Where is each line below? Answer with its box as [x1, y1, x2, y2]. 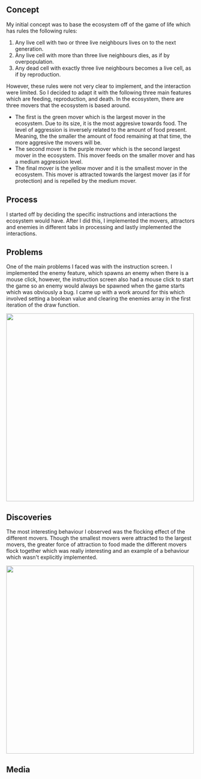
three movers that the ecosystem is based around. [6, 102, 131, 109]
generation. [14, 45, 44, 52]
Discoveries [6, 512, 52, 522]
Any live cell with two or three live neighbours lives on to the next [14, 38, 176, 46]
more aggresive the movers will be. [14, 138, 102, 146]
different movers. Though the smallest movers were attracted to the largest [6, 535, 192, 542]
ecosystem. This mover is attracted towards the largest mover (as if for [14, 171, 191, 178]
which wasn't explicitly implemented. [6, 553, 98, 561]
